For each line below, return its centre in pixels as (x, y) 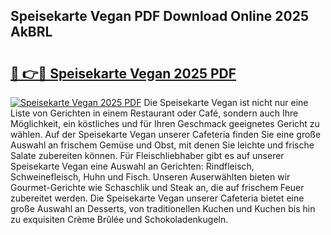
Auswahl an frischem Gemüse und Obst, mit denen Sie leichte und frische (162, 145)
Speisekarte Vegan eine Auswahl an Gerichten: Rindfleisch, (132, 166)
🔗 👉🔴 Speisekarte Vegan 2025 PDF (123, 73)
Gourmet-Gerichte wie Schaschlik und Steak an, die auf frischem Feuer (157, 187)
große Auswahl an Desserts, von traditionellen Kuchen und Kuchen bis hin (163, 208)
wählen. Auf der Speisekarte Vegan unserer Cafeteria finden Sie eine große (166, 134)
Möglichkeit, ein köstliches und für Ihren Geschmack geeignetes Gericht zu (165, 123)
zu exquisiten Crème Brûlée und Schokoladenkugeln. (119, 219)
